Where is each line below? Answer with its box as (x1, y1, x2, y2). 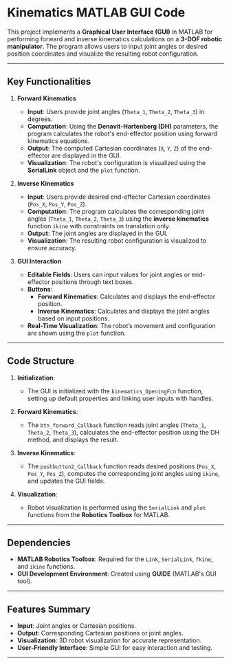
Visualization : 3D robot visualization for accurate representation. (16, 636, 202, 644)
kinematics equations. (27, 136, 90, 145)
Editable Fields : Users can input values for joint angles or (27, 270, 190, 279)
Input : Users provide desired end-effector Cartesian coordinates (27, 193, 211, 201)
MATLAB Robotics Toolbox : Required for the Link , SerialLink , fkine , (16, 555, 213, 563)
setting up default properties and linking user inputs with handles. (27, 394, 214, 402)
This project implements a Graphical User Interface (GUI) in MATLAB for (7, 28, 213, 36)
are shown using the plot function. (27, 329, 126, 337)
